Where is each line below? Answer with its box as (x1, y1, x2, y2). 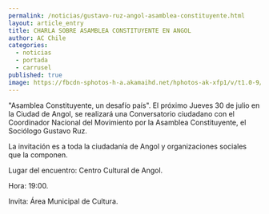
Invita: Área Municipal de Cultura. (8, 196, 118, 206)
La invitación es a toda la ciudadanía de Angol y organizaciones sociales (8, 141, 247, 151)
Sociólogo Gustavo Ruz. (8, 125, 88, 136)
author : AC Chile (8, 34, 66, 42)
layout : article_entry (8, 19, 84, 27)
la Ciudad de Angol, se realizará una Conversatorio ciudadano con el (8, 109, 235, 118)
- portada (15, 57, 48, 65)
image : (8, 78, 30, 86)
